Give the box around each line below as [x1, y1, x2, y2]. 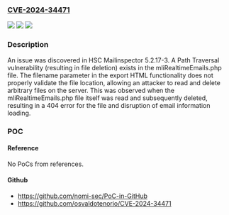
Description [7, 40, 49, 50]
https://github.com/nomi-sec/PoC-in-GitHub [17, 192, 147, 200]
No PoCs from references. [7, 160, 84, 168]
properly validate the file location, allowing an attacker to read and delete [7, 78, 221, 87]
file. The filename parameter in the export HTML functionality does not [7, 71, 214, 79]
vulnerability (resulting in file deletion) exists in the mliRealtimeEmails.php [7, 63, 222, 72]
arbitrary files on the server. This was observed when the [7, 86, 175, 94]
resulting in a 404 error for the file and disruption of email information [7, 101, 211, 109]
